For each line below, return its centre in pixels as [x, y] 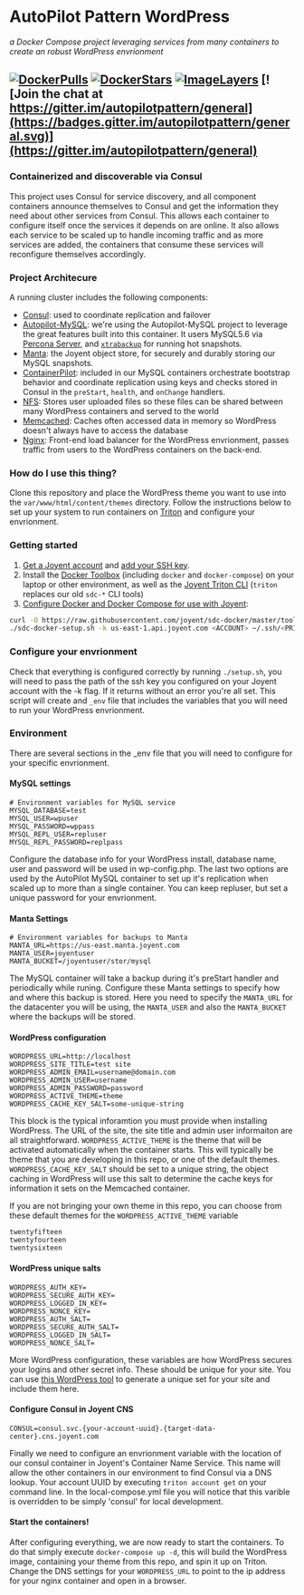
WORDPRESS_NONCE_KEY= [50, 1311]
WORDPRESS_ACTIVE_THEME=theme [66, 1097]
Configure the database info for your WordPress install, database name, [143, 859]
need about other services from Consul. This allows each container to [139, 216]
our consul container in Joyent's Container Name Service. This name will [145, 1463]
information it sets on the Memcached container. [100, 1188]
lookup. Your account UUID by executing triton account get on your [138, 1482]
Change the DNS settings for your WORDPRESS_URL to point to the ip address [147, 1571]
